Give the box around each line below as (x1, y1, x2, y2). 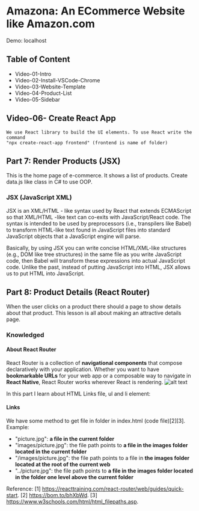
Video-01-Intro (14, 70, 52, 78)
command (6, 134, 26, 141)
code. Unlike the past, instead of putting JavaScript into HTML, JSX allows (6, 263, 191, 271)
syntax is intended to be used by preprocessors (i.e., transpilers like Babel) (6, 219, 192, 227)
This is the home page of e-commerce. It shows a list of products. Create (6, 172, 188, 179)
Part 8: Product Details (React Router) (6, 287, 150, 298)
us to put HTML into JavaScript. (6, 269, 85, 277)
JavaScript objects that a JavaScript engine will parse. (6, 233, 141, 240)
